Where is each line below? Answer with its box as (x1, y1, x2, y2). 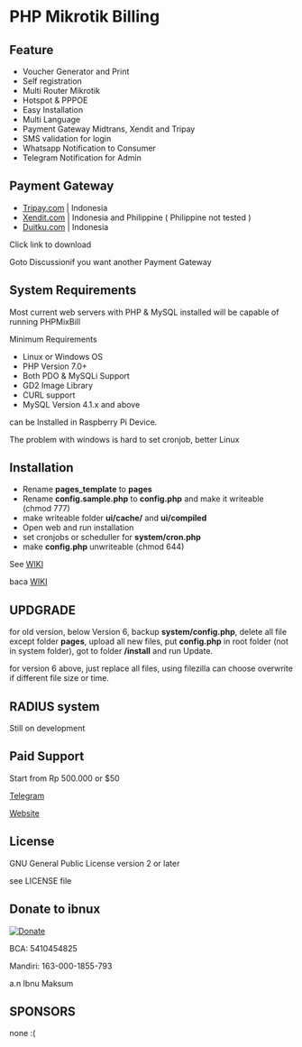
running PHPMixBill (9, 316, 81, 326)
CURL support (22, 390, 76, 400)
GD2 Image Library (22, 380, 93, 390)
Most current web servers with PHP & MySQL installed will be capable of (9, 307, 279, 317)
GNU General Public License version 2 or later (9, 858, 180, 868)
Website (9, 807, 41, 818)
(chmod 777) (22, 503, 70, 514)
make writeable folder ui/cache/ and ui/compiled (22, 512, 207, 524)
